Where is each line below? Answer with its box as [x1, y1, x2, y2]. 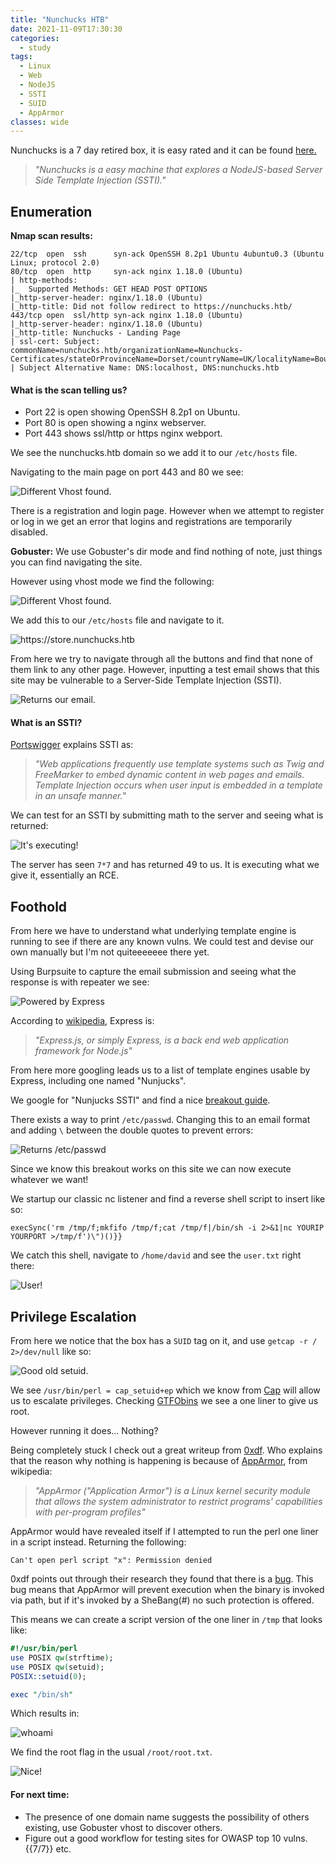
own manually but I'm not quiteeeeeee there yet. [10, 946, 210, 958]
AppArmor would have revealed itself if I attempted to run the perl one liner [10, 1526, 319, 1538]
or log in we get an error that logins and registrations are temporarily [10, 516, 293, 528]
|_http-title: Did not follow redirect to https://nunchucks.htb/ [10, 302, 293, 312]
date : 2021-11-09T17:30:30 [10, 24, 123, 34]
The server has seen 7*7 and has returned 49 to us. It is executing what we [10, 859, 320, 871]
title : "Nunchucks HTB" [10, 14, 110, 25]
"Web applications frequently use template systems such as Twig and [34, 758, 325, 770]
